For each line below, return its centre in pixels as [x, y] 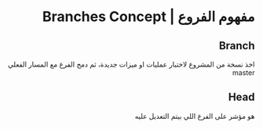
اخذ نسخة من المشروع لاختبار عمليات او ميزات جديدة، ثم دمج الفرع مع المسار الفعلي [131, 64]
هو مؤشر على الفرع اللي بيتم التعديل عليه [195, 116]
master [243, 73]
